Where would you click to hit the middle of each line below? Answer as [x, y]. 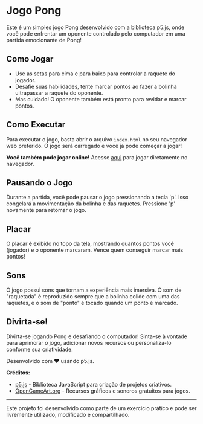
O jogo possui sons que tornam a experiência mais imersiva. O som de [94, 290]
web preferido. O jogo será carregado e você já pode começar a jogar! [94, 146]
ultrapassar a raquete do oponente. [59, 93]
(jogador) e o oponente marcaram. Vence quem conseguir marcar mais [95, 250]
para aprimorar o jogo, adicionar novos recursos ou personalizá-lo [89, 342]
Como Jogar [30, 59]
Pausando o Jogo [40, 183]
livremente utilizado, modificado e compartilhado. [68, 414]
